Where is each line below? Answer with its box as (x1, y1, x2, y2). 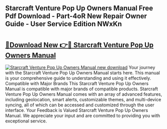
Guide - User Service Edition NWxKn (5, 20, 122, 28)
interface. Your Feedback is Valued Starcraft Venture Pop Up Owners (5, 107, 148, 113)
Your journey (128, 64, 155, 70)
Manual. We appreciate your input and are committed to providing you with (5, 113, 160, 118)
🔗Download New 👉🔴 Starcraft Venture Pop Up (5, 40, 154, 49)
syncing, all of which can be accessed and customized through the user (5, 102, 154, 108)
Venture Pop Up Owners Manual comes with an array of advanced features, (5, 91, 162, 97)
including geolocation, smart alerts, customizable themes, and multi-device (5, 97, 161, 102)
